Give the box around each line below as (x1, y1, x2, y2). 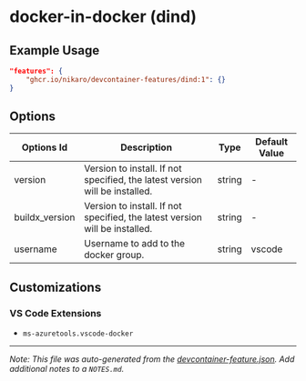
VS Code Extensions (9, 306, 102, 319)
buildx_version (14, 211, 76, 224)
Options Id (21, 141, 68, 154)
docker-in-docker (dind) (9, 6, 198, 27)
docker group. (83, 248, 145, 261)
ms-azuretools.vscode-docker (22, 329, 134, 338)
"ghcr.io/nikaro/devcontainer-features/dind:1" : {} (25, 75, 226, 84)
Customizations (9, 279, 102, 295)
